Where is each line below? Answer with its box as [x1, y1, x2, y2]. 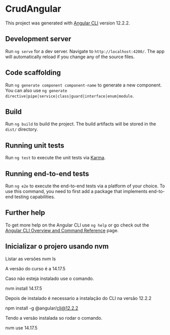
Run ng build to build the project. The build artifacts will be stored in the [5, 121, 156, 127]
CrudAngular [5, 3, 61, 15]
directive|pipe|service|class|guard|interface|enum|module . [5, 93, 134, 99]
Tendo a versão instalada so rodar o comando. [5, 315, 103, 321]
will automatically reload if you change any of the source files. [5, 53, 135, 60]
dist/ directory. [5, 126, 38, 132]
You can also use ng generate [5, 87, 67, 93]
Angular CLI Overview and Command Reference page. [5, 227, 119, 233]
